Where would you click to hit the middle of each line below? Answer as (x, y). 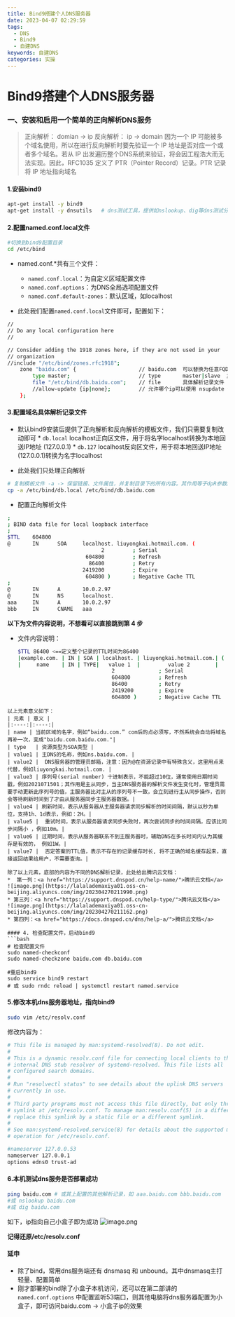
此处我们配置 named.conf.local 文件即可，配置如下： (92, 311)
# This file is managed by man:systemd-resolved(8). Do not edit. (106, 1045)
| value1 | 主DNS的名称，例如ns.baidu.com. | (71, 755)
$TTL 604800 (29, 537)
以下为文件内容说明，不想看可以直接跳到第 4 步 (75, 623)
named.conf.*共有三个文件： (58, 264)
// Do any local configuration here (60, 331)
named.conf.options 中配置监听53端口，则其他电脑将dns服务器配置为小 (120, 1297)
